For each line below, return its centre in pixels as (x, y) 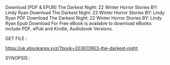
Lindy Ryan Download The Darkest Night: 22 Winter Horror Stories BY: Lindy (85, 13)
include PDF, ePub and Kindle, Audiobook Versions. (59, 29)
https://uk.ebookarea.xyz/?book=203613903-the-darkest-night (72, 48)
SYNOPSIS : (18, 58)
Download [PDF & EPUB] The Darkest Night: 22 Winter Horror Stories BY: (82, 7)
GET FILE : (16, 38)
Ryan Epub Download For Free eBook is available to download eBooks (78, 23)
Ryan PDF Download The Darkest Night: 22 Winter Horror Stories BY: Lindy (84, 18)
